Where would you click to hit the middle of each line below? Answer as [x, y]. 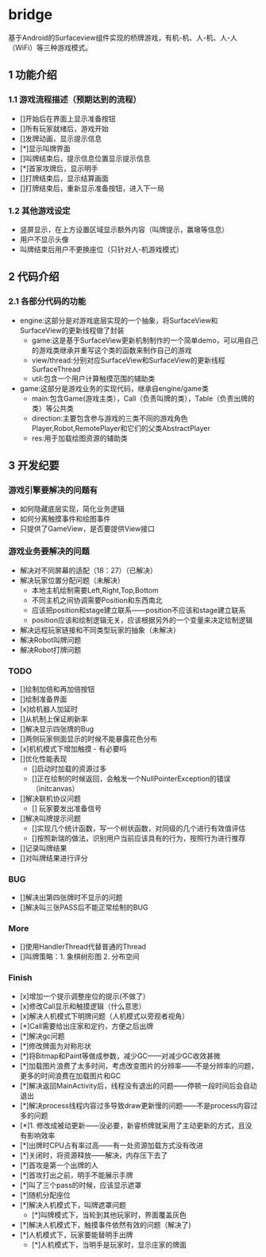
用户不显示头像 [44, 239]
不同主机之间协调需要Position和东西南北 [97, 600]
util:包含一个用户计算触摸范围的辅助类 [93, 378]
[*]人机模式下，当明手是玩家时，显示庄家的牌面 [109, 1244]
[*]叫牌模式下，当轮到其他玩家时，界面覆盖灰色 [109, 1215]
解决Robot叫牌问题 [50, 640]
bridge [31, 15]
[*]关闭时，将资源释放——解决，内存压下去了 [94, 1155]
